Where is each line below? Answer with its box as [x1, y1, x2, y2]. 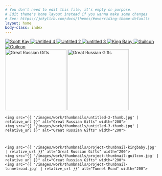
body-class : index [5, 25, 43, 30]
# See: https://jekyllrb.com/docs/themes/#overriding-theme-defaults [5, 16, 150, 21]
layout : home [5, 20, 32, 26]
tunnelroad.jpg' [5, 166, 38, 171]
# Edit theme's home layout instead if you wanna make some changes [5, 12, 148, 17]
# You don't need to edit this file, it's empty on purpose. [5, 7, 133, 12]
